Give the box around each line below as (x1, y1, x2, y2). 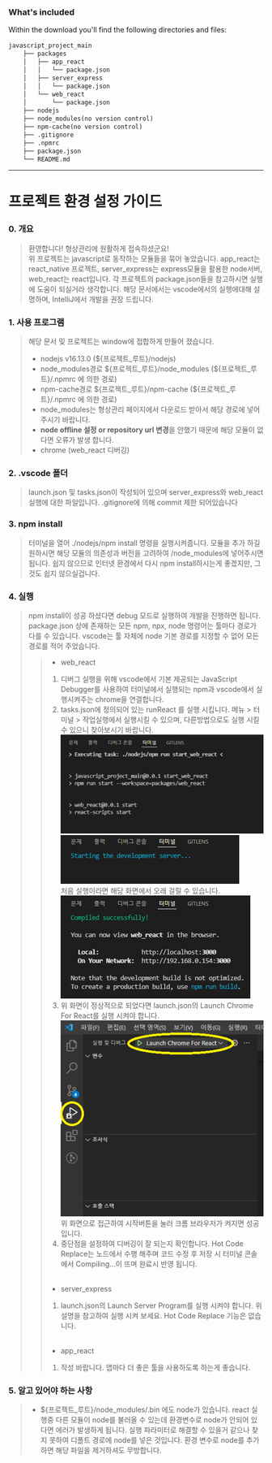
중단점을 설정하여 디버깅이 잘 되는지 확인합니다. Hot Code (60, 1238, 244, 1249)
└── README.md (23, 155, 70, 164)
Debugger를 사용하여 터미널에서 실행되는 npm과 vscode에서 (60, 684, 255, 694)
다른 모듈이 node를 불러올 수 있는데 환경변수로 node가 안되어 (55, 1414, 249, 1424)
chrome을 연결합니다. (95, 694, 164, 704)
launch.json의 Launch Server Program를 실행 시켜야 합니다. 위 (60, 1301, 262, 1310)
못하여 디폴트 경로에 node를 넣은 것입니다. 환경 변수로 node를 (49, 1435, 245, 1444)
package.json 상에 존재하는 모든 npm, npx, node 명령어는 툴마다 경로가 (28, 621, 257, 630)
